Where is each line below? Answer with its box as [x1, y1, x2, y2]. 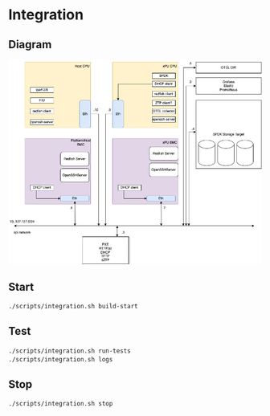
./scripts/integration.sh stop [8, 400, 113, 408]
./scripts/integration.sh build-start [8, 303, 138, 311]
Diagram [8, 38, 52, 51]
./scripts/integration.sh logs [8, 355, 113, 363]
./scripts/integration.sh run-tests [8, 347, 131, 355]
